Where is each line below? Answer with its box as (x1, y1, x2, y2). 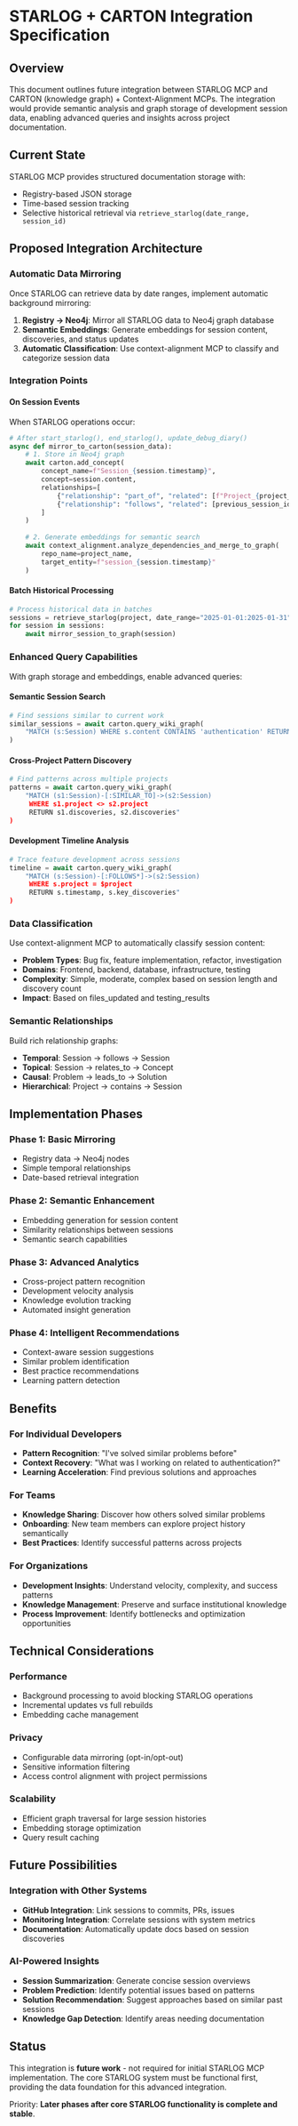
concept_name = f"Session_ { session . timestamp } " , (41, 467, 216, 476)
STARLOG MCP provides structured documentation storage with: (9, 171, 246, 181)
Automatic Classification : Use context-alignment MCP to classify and (21, 342, 279, 353)
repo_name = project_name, (41, 549, 133, 558)
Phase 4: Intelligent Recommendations (9, 1326, 180, 1339)
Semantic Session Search (9, 691, 106, 702)
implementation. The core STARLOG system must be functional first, (9, 2072, 259, 2082)
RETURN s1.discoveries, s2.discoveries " (28, 808, 180, 817)
